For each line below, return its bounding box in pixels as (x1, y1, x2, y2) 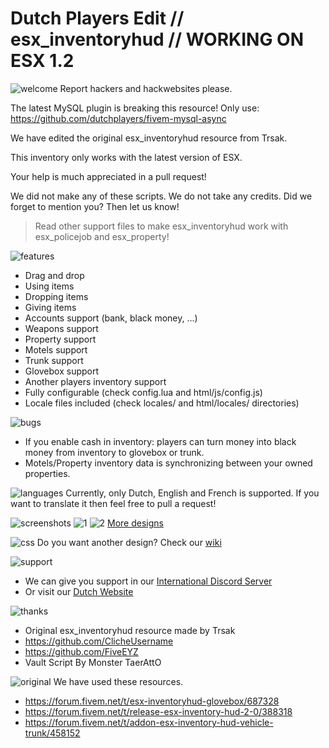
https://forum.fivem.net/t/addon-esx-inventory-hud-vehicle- (24, 716, 274, 728)
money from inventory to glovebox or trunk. (24, 446, 205, 458)
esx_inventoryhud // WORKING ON (10, 28, 304, 51)
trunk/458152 (24, 727, 81, 739)
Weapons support (24, 322, 99, 334)
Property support (24, 333, 97, 345)
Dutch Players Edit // (10, 7, 185, 30)
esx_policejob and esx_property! (34, 230, 170, 242)
